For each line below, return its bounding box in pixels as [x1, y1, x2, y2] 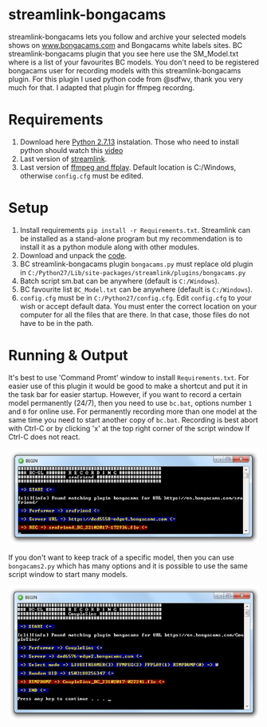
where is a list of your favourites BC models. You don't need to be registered [8, 57, 259, 67]
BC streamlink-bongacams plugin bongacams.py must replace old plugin [19, 259, 253, 269]
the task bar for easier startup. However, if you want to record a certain [8, 389, 241, 399]
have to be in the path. [19, 318, 94, 328]
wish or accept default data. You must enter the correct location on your [19, 301, 257, 311]
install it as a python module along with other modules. [19, 242, 199, 252]
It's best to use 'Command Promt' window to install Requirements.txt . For [8, 372, 249, 382]
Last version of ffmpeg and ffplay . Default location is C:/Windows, [19, 162, 237, 172]
